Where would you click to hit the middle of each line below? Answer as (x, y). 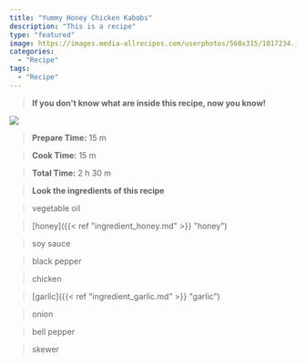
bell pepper (53, 331)
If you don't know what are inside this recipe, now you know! (149, 103)
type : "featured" (42, 35)
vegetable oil (56, 208)
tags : (20, 69)
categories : (32, 52)
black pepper (56, 261)
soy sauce (51, 243)
